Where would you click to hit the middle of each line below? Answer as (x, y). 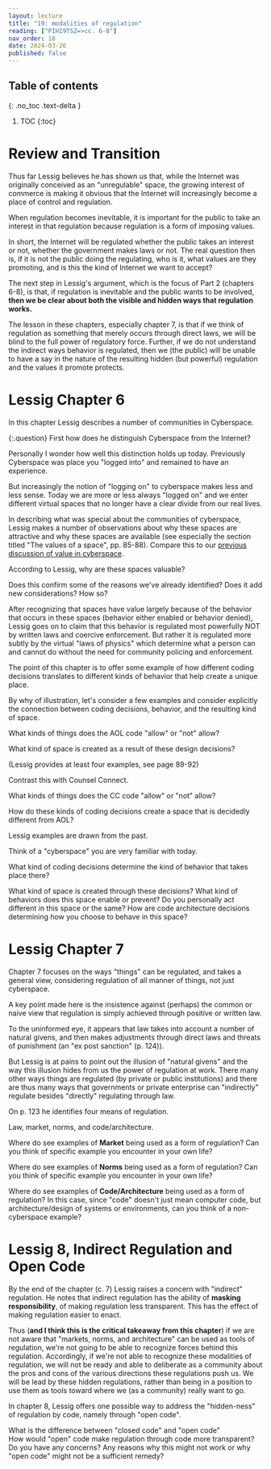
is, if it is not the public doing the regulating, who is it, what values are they (132, 258)
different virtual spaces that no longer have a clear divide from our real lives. (135, 503)
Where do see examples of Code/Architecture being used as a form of (127, 1191)
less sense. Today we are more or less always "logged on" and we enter (128, 495)
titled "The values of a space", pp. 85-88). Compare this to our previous (128, 545)
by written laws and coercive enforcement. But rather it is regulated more (130, 634)
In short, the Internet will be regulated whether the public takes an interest (131, 241)
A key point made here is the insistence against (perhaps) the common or (130, 1004)
